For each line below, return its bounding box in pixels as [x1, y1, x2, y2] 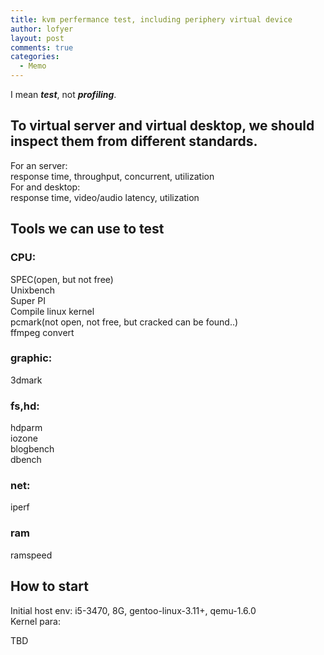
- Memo [19, 61, 47, 71]
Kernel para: [10, 615, 62, 627]
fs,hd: [10, 399, 40, 413]
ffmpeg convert [10, 326, 75, 338]
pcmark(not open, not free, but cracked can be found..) [10, 316, 239, 328]
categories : [10, 52, 60, 62]
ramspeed [10, 549, 53, 561]
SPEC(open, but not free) [10, 273, 114, 285]
